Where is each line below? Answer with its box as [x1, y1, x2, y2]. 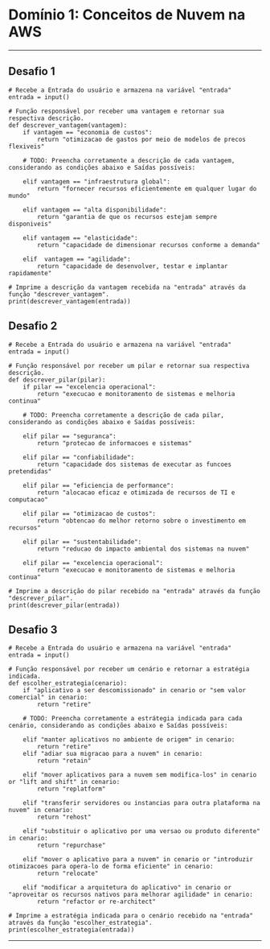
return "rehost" [37, 813, 92, 822]
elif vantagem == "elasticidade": [22, 233, 138, 242]
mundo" [8, 192, 31, 200]
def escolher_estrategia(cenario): [8, 679, 128, 687]
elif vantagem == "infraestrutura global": [22, 177, 171, 186]
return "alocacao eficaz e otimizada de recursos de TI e [37, 489, 235, 497]
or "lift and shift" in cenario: [8, 778, 121, 786]
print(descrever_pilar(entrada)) [8, 601, 121, 609]
